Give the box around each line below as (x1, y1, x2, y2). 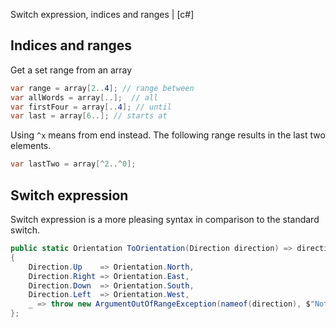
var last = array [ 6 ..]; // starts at (10, 111, 168, 121)
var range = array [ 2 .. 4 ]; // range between (10, 83, 195, 93)
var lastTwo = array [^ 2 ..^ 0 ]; (10, 159, 137, 169)
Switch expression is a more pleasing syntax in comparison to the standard (10, 214, 320, 225)
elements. (10, 140, 52, 152)
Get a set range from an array (10, 64, 133, 76)
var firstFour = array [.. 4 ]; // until (10, 102, 172, 112)
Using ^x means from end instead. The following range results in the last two (10, 129, 326, 141)
